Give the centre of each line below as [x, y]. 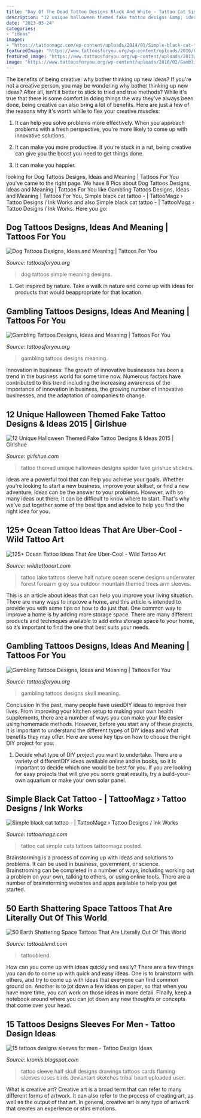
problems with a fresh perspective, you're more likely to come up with [101, 129]
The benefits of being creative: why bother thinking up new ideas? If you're [99, 79]
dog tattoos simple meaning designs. [66, 274]
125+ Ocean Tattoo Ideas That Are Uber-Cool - [94, 530]
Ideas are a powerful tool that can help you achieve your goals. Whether [95, 479]
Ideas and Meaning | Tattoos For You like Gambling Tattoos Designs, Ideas [98, 189]
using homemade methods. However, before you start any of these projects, [100, 724]
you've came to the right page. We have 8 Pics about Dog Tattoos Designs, [99, 183]
